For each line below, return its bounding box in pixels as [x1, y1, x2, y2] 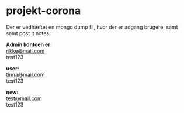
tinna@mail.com [6, 71, 45, 78]
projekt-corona [6, 4, 81, 18]
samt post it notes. [6, 29, 51, 36]
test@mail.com [6, 95, 42, 102]
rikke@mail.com [6, 47, 45, 54]
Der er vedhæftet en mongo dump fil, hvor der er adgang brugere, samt [6, 23, 178, 30]
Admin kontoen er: [6, 41, 53, 48]
